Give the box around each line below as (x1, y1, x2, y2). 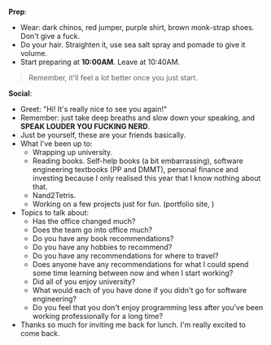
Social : (8, 88, 33, 98)
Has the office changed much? (32, 217, 136, 226)
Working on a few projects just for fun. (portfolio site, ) (32, 199, 215, 209)
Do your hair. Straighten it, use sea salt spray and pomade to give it (20, 40, 246, 50)
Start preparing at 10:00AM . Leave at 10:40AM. (20, 57, 181, 67)
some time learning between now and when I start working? (32, 268, 234, 278)
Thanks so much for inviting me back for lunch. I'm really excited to (20, 320, 247, 330)
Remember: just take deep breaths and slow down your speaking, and (20, 113, 255, 123)
